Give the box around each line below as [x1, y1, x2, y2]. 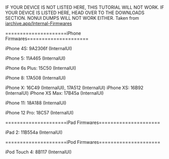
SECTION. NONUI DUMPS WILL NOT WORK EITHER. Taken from [5, 15, 140, 21]
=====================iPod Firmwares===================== [5, 139, 160, 145]
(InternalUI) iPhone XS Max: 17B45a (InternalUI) [5, 90, 104, 96]
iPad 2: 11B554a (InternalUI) [5, 129, 63, 135]
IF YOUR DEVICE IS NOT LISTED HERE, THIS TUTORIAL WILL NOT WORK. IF [5, 5, 164, 10]
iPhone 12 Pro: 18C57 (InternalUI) [5, 110, 74, 115]
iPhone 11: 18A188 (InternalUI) [5, 100, 67, 106]
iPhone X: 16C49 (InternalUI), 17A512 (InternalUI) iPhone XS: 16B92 [5, 85, 144, 91]
